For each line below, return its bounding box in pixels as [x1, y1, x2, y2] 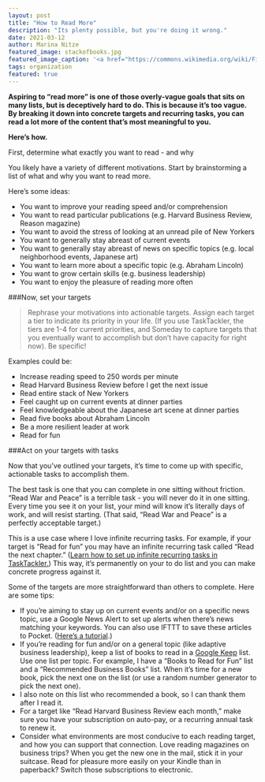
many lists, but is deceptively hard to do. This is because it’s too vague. [8, 100, 247, 110]
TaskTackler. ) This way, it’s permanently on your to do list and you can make [8, 558, 256, 568]
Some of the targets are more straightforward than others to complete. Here [8, 582, 255, 591]
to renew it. [19, 723, 57, 732]
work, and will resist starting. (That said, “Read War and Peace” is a [8, 509, 227, 519]
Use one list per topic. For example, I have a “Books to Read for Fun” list [19, 656, 254, 665]
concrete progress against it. [8, 567, 102, 576]
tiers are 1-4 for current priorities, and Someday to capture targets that [27, 324, 258, 333]
